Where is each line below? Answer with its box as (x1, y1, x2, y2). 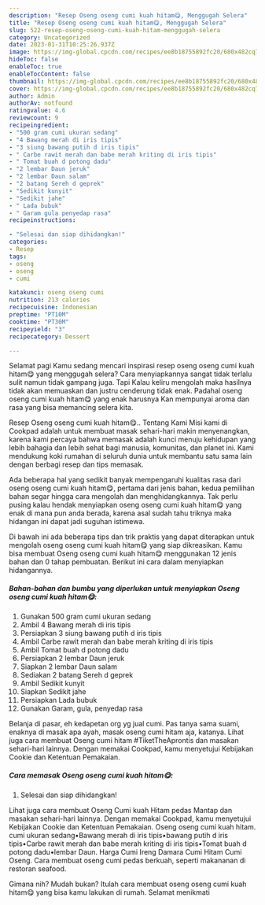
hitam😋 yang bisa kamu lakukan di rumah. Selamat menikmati (9, 888, 211, 897)
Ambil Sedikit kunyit (20, 678, 85, 689)
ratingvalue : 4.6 (9, 107, 66, 115)
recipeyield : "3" (9, 325, 66, 333)
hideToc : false (9, 56, 59, 64)
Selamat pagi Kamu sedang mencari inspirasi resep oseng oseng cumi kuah (9, 361, 255, 371)
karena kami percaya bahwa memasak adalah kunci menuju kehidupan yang (9, 434, 256, 445)
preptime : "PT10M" (9, 311, 69, 319)
